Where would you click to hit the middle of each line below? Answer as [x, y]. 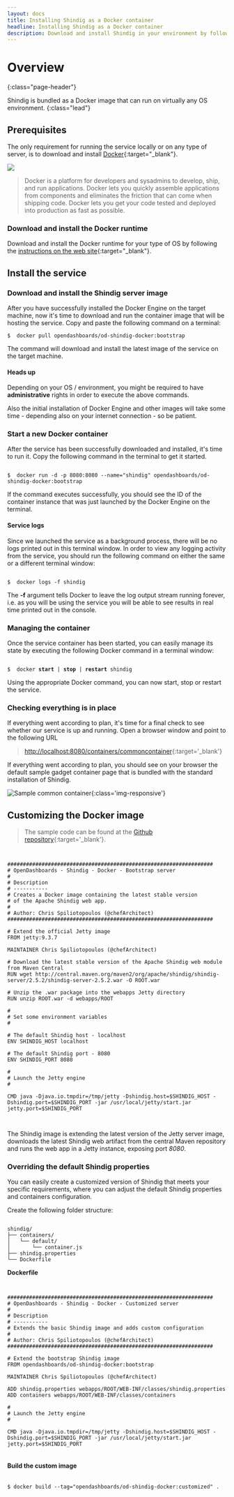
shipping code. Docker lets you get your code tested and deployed [120, 203]
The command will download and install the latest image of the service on [113, 348]
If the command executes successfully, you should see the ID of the [104, 494]
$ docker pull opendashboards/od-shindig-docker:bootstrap [96, 336]
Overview [36, 68]
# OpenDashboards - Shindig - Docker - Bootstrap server [92, 871]
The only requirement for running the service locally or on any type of [107, 147]
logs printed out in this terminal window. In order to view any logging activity [117, 548]
